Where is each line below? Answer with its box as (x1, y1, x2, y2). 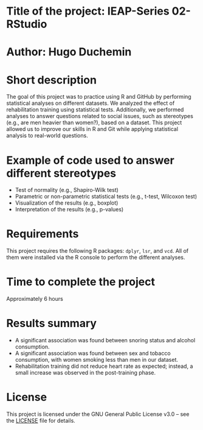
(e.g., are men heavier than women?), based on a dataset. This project (6, 119, 182, 126)
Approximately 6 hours (6, 295, 64, 303)
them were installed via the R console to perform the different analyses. (6, 254, 185, 261)
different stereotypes (6, 166, 117, 180)
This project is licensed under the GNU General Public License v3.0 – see (6, 411, 190, 418)
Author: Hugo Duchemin (6, 45, 132, 59)
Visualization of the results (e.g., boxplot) (15, 199, 119, 206)
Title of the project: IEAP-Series (6, 4, 170, 18)
